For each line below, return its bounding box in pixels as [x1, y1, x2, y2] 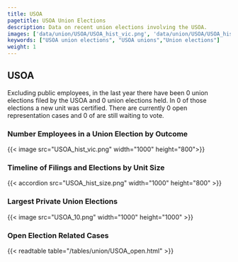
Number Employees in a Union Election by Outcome [7, 129, 188, 138]
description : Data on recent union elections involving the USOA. [7, 23, 208, 31]
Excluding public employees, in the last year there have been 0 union [7, 88, 209, 97]
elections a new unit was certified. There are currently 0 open [7, 104, 188, 112]
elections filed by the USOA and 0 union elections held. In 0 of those [7, 96, 207, 104]
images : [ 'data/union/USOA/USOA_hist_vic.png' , [7, 30, 151, 38]
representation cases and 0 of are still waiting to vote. [7, 111, 164, 119]
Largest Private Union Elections [7, 197, 118, 207]
